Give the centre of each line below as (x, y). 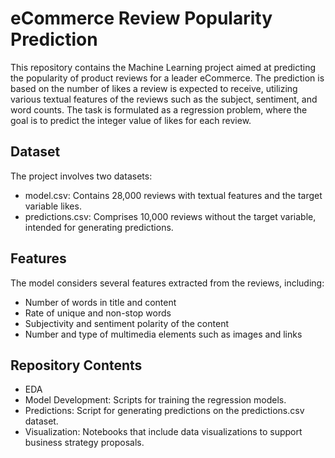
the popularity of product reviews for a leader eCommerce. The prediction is (167, 78)
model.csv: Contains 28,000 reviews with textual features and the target (173, 195)
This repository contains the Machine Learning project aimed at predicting (163, 67)
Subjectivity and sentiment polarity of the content (126, 323)
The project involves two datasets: (81, 176)
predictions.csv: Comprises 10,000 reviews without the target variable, (170, 216)
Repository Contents (76, 365)
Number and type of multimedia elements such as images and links (163, 334)
